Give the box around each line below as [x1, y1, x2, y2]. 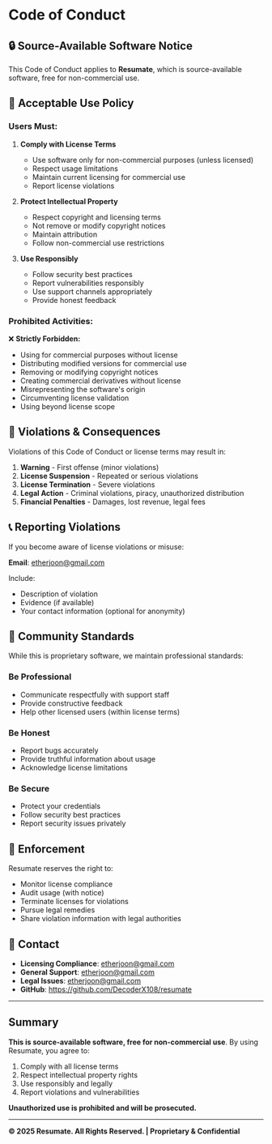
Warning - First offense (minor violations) [19, 462, 159, 472]
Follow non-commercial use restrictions [32, 237, 164, 248]
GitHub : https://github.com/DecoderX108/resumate [19, 984, 193, 994]
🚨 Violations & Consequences [8, 425, 161, 439]
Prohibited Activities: [8, 315, 93, 327]
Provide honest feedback [32, 295, 117, 305]
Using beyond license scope [19, 401, 116, 411]
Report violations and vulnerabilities [19, 1087, 140, 1097]
